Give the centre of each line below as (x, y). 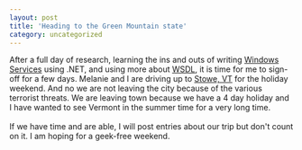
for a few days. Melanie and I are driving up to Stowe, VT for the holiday (155, 79)
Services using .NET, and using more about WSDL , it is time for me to (138, 69)
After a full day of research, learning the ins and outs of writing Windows (144, 60)
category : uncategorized (56, 34)
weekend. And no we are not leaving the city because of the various (136, 88)
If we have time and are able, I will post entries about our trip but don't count (151, 127)
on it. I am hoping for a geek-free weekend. (90, 137)
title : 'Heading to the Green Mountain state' (98, 26)
